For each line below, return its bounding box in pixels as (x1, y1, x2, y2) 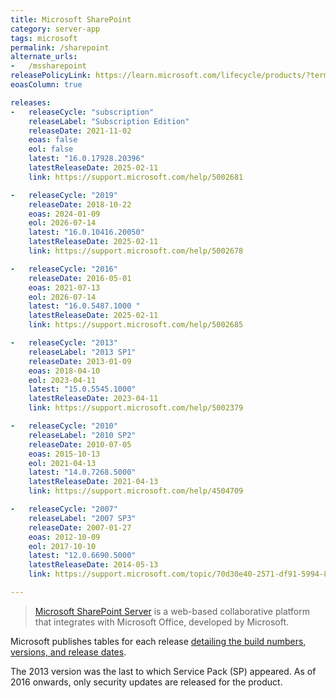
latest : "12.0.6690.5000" (28, 551, 137, 561)
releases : (10, 97, 52, 108)
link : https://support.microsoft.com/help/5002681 (28, 172, 244, 182)
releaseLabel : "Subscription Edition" (28, 116, 190, 126)
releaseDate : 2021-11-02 (28, 126, 132, 136)
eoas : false (28, 135, 78, 145)
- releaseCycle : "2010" (10, 421, 118, 431)
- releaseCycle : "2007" (10, 504, 118, 514)
